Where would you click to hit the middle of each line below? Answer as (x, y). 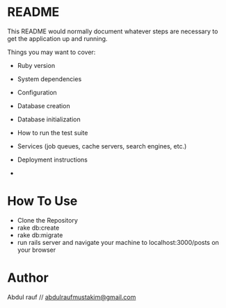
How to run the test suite (53, 132)
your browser (37, 250)
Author (28, 278)
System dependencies (49, 79)
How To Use (42, 201)
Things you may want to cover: (51, 52)
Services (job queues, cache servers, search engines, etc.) (102, 146)
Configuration (37, 92)
